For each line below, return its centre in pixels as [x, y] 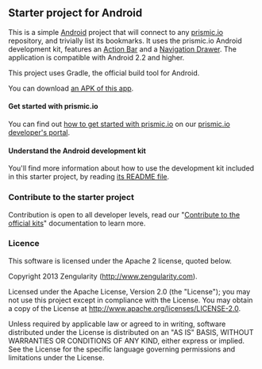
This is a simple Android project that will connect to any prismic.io [116, 32]
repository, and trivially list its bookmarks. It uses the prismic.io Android [125, 40]
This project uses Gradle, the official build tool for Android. [104, 73]
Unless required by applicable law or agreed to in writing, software [117, 324]
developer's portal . [39, 133]
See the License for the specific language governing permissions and [122, 349]
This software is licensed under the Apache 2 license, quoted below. [120, 260]
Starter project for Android [75, 13]
